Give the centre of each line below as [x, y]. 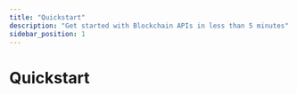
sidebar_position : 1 [48, 34]
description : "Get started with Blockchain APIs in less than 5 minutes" [149, 26]
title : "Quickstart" [48, 17]
